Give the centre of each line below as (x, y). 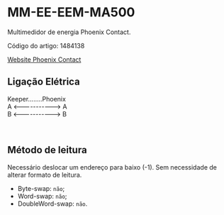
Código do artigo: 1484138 (46, 45)
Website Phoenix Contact (44, 59)
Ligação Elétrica (44, 82)
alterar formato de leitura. (45, 175)
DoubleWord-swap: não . (52, 204)
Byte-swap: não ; (41, 188)
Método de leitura (47, 150)
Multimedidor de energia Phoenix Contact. (69, 32)
